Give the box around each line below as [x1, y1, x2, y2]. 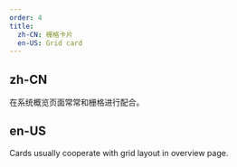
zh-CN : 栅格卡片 [17, 30, 74, 39]
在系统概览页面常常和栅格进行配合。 [9, 97, 145, 108]
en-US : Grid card [17, 38, 83, 48]
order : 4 [9, 13, 43, 23]
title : [9, 22, 34, 31]
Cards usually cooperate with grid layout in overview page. [9, 147, 229, 158]
